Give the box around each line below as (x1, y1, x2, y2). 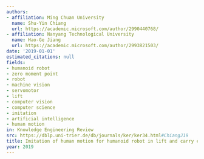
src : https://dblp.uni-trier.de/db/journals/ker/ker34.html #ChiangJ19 (6, 132, 189, 139)
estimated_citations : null (6, 54, 75, 60)
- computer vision (6, 99, 53, 105)
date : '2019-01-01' (6, 48, 56, 54)
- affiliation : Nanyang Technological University (6, 31, 135, 37)
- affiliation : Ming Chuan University (6, 15, 104, 21)
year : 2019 (6, 143, 34, 150)
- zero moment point (6, 71, 59, 77)
